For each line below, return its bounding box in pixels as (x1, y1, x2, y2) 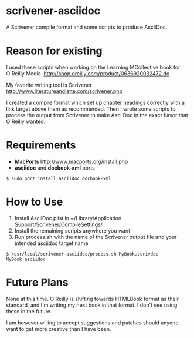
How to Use (6, 195, 63, 208)
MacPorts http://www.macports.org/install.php (14, 158, 128, 165)
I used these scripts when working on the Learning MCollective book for (6, 64, 181, 71)
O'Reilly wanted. (6, 118, 46, 125)
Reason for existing (6, 44, 103, 58)
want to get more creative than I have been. (6, 325, 111, 332)
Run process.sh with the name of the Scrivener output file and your (14, 233, 177, 240)
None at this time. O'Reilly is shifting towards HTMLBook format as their (6, 295, 179, 302)
